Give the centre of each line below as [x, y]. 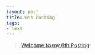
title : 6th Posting [31, 17]
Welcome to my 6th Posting [55, 45]
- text [14, 28]
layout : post [23, 12]
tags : [13, 23]
